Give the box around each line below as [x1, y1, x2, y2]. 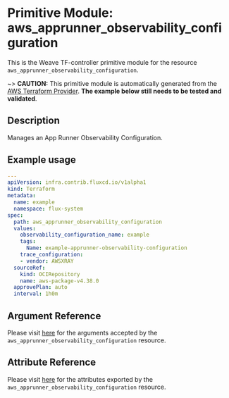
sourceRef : [13, 264, 46, 271]
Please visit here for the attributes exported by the [7, 375, 154, 383]
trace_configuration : [20, 251, 83, 259]
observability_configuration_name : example [20, 231, 150, 239]
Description [7, 115, 60, 127]
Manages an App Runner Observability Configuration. [7, 133, 163, 142]
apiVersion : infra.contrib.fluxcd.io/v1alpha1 [7, 179, 147, 186]
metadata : [7, 192, 37, 199]
